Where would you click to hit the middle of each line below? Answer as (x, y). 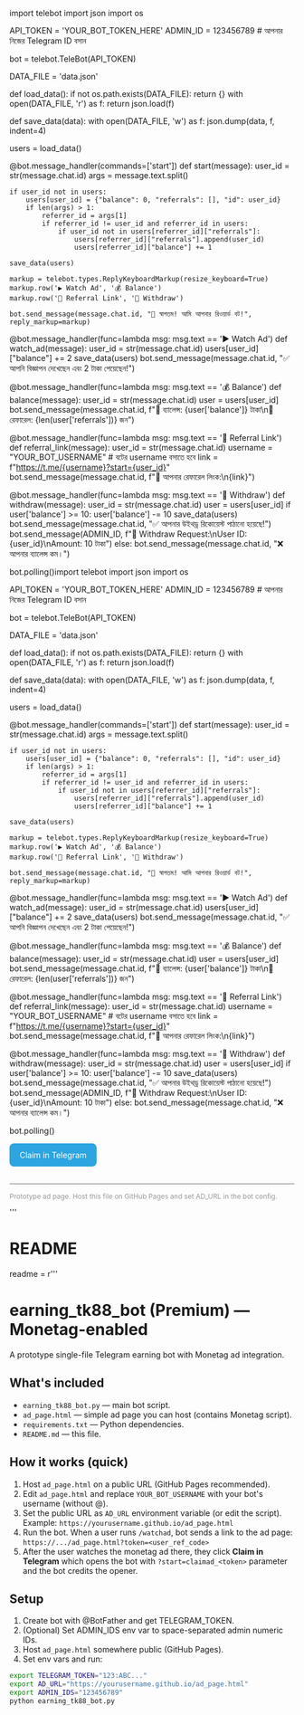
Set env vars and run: (62, 1659)
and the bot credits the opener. (80, 1570)
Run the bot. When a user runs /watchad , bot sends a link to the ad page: (157, 1532)
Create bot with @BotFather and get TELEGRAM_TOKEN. (128, 1621)
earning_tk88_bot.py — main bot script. (96, 1405)
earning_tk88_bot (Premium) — (130, 1310)
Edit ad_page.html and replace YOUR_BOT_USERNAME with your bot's (143, 1493)
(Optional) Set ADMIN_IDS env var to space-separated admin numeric (152, 1630)
